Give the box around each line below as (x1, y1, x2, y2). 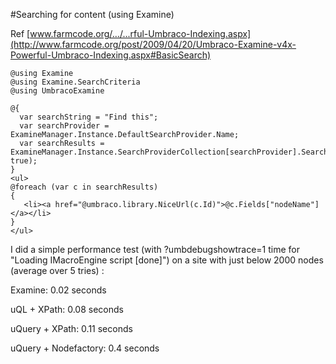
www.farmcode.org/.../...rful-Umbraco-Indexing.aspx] (29, 28, 252, 39)
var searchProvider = (19, 121, 110, 131)
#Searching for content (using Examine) (10, 9, 175, 20)
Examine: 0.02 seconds (10, 284, 107, 296)
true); (10, 156, 38, 166)
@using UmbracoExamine (10, 86, 105, 96)
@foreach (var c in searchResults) (10, 182, 159, 192)
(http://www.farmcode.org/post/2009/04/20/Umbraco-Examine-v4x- (10, 39, 297, 50)
